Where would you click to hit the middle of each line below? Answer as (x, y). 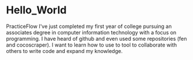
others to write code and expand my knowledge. (64, 51)
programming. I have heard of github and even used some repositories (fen (96, 38)
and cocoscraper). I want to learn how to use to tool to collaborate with (92, 45)
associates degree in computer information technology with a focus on (91, 32)
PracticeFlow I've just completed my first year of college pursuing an (89, 26)
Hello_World (37, 10)
